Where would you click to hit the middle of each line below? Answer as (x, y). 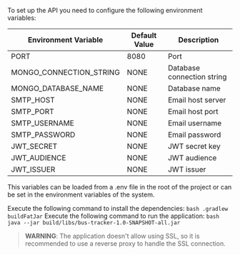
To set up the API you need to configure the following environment (105, 10)
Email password (194, 135)
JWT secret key (194, 146)
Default (144, 35)
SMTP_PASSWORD (43, 135)
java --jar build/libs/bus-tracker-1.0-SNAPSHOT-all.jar (94, 223)
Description (199, 40)
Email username (195, 123)
